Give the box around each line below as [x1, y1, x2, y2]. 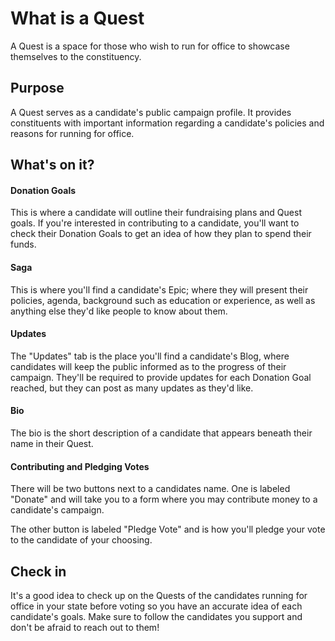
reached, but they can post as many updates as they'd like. [10, 382, 254, 394]
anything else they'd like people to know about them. [10, 305, 228, 317]
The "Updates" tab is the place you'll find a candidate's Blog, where [10, 350, 290, 362]
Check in [10, 563, 67, 580]
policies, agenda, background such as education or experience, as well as [10, 294, 316, 306]
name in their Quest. [10, 437, 94, 449]
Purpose [10, 80, 65, 97]
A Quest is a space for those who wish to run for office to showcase [10, 40, 290, 52]
